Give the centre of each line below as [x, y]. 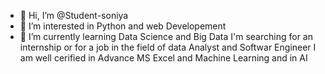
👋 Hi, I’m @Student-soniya [74, 15]
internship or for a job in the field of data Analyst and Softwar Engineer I [168, 47]
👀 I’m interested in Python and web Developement [123, 26]
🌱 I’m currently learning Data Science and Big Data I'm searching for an [166, 36]
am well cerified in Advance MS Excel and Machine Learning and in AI [163, 58]
